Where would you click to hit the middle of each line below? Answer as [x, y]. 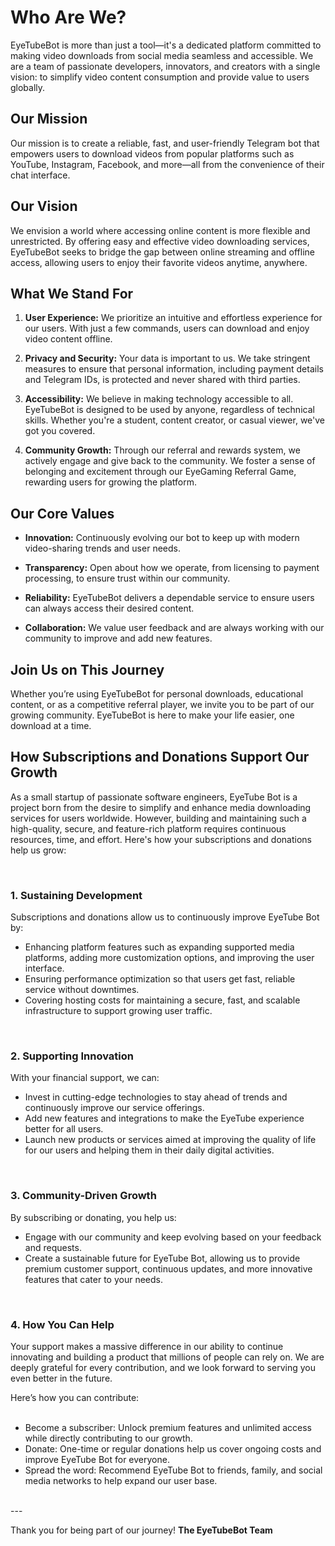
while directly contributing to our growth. [108, 1438]
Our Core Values [62, 513]
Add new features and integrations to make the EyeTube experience [164, 1118]
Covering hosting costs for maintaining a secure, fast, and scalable [162, 1000]
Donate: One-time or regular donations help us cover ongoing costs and [173, 1449]
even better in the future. [61, 1378]
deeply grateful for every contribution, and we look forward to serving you [163, 1367]
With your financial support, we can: [85, 1078]
